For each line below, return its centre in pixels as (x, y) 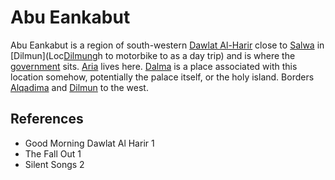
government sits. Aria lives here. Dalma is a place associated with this (154, 66)
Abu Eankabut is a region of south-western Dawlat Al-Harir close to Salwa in (167, 45)
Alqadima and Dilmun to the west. (79, 87)
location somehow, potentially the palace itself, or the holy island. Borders (162, 77)
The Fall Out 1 (53, 153)
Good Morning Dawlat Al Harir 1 (89, 143)
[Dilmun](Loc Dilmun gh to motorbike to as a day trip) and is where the (153, 55)
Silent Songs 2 (54, 164)
